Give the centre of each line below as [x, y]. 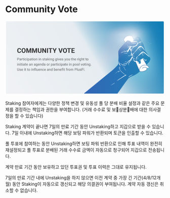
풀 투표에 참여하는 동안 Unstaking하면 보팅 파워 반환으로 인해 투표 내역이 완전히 [84, 143]
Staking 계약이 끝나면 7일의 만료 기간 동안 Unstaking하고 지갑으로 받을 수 [78, 126]
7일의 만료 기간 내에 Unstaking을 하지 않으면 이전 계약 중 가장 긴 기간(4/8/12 [81, 177]
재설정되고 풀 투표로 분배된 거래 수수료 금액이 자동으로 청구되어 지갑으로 [76, 150]
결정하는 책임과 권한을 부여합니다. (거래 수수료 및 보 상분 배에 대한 [81, 109]
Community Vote [41, 9]
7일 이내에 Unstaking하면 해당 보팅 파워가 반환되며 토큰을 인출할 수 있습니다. [88, 133]
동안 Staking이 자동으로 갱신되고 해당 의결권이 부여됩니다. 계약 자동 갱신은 [85, 184]
